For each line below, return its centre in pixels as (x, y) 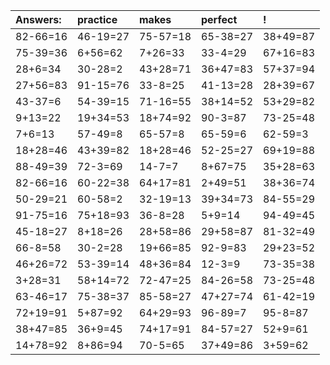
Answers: (38, 19)
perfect (219, 19)
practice (97, 19)
